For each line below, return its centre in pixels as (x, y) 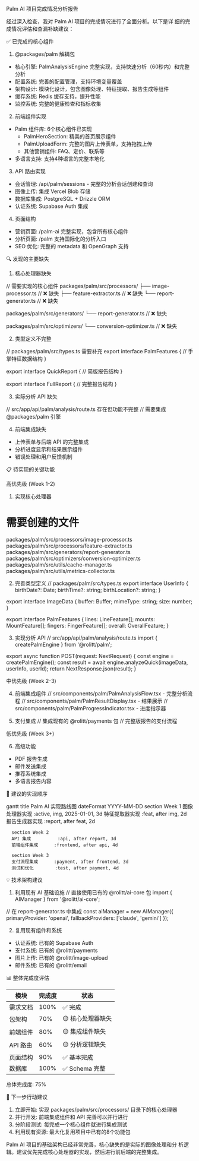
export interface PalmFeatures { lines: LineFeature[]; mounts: (81, 619)
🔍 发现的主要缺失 (28, 259)
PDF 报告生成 (31, 758)
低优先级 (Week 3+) (30, 733)
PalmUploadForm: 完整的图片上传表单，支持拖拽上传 (88, 144)
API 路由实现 (30, 171)
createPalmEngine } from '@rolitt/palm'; (63, 644)
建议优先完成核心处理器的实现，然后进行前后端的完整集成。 (89, 1151)
